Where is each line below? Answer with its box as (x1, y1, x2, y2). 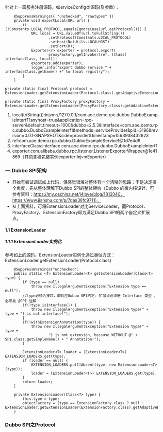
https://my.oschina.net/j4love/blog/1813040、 (33, 191, 125, 197)
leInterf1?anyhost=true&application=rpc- (12, 117, 94, 123)
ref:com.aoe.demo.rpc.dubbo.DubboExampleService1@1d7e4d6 (12, 138, 141, 144)
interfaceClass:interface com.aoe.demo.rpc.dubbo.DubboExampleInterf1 (12, 143, 158, 148)
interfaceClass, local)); (5, 56, 57, 61)
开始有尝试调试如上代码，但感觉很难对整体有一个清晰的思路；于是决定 (12, 179, 153, 185)
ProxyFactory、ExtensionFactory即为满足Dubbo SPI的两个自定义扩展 (12, 210, 150, 216)
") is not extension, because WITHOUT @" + (48, 332, 138, 337)
